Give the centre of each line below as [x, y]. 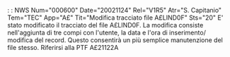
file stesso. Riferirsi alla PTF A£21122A [63, 47]
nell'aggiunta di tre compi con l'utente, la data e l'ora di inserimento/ [107, 32]
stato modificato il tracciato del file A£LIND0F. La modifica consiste [105, 25]
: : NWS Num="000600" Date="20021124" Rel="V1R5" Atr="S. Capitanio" [114, 10]
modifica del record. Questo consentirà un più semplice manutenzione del [115, 40]
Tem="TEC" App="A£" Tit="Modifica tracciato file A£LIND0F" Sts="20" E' [115, 18]
